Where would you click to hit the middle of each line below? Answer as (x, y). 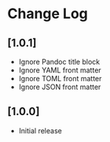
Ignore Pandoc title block (59, 62)
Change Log (48, 14)
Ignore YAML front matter (60, 70)
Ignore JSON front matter (60, 87)
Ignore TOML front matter (60, 78)
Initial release (40, 130)
